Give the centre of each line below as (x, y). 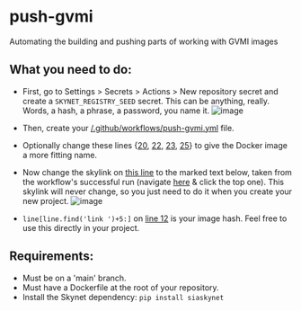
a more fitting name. (59, 155)
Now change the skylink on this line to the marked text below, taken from (157, 172)
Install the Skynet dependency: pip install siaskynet (123, 297)
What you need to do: (71, 70)
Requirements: (52, 257)
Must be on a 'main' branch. (75, 278)
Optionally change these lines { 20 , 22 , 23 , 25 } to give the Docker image (155, 145)
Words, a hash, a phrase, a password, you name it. (116, 111)
